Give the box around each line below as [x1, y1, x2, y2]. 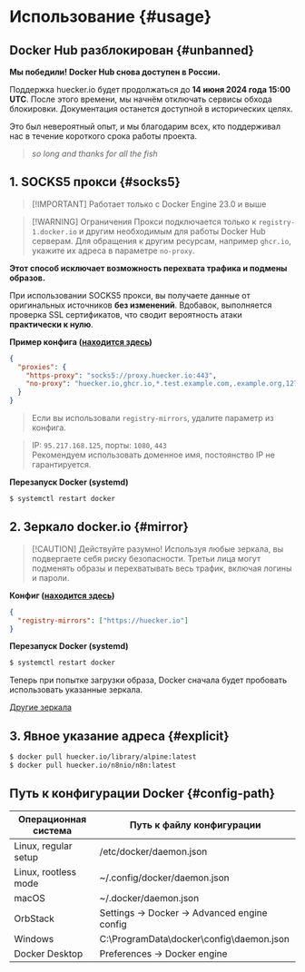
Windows [14, 932, 54, 945]
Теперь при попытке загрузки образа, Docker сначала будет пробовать [9, 674, 288, 686]
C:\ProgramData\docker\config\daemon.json [99, 932, 290, 945]
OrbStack [14, 912, 54, 925]
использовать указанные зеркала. [9, 684, 143, 695]
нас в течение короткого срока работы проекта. [9, 131, 198, 142]
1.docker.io [31, 227, 77, 237]
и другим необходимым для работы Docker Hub [78, 225, 266, 237]
